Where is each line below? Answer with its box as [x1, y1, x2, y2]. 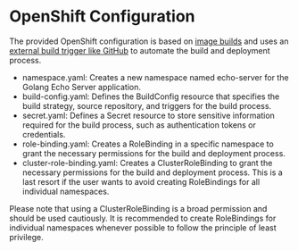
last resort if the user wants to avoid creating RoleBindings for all [21, 176, 261, 187]
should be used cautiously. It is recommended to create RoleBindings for [9, 213, 277, 223]
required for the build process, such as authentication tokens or [21, 119, 257, 130]
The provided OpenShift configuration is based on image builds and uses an [9, 36, 289, 46]
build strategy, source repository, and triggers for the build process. [21, 100, 272, 111]
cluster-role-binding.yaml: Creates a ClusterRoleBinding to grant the [21, 157, 273, 168]
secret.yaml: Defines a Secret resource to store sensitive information [21, 110, 275, 121]
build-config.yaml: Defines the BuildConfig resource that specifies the [21, 91, 280, 102]
